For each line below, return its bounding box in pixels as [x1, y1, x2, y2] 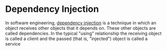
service [5, 41, 21, 47]
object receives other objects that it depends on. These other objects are [5, 25, 156, 31]
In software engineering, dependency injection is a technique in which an [5, 20, 156, 26]
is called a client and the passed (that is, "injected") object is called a [5, 36, 148, 42]
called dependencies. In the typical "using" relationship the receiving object [5, 30, 162, 36]
